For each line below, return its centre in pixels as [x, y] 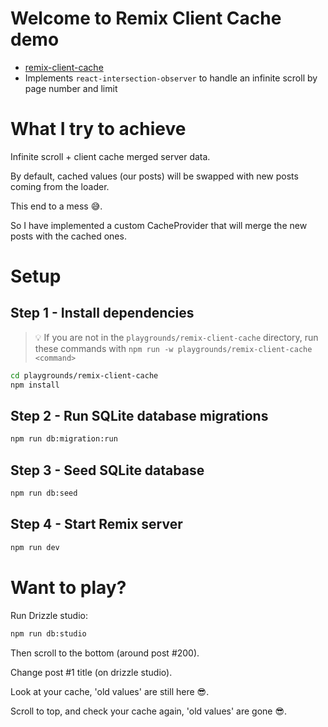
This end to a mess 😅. [56, 206]
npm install [35, 385]
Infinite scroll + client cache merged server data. [110, 156]
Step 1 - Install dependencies [102, 313]
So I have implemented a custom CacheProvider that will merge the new [159, 225]
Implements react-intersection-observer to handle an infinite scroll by [171, 78]
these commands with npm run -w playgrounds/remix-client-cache [173, 348]
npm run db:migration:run [64, 439]
